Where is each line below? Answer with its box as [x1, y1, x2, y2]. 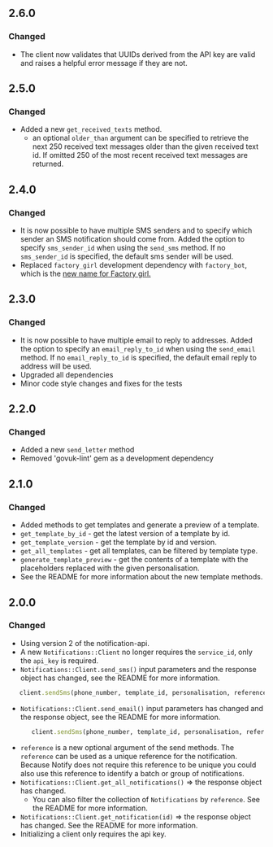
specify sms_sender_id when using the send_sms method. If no [19, 243, 226, 253]
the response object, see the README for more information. [19, 712, 221, 722]
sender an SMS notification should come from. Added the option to [19, 234, 245, 244]
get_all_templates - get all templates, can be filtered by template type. [19, 546, 258, 556]
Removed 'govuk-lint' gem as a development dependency [19, 453, 214, 463]
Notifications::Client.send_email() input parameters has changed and [19, 703, 264, 713]
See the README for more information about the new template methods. [19, 572, 263, 582]
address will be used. [19, 361, 92, 371]
